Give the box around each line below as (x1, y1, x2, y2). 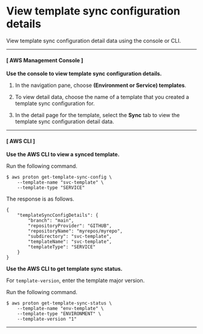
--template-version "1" (17, 316, 77, 323)
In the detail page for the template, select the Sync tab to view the (14, 112, 180, 119)
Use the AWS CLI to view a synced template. (6, 151, 120, 158)
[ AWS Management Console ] (6, 56, 83, 64)
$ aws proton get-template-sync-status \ (6, 300, 112, 306)
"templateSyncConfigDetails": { (17, 213, 98, 219)
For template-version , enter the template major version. (6, 277, 145, 284)
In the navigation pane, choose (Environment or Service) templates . (14, 82, 187, 89)
